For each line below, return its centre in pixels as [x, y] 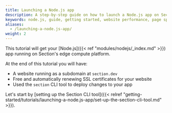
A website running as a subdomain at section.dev [65, 74]
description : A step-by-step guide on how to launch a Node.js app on [82, 15]
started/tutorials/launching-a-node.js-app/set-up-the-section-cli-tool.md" [84, 100]
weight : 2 [16, 34]
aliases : [15, 24]
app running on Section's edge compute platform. [58, 54]
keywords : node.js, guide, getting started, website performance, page [83, 19]
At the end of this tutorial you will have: [47, 64]
